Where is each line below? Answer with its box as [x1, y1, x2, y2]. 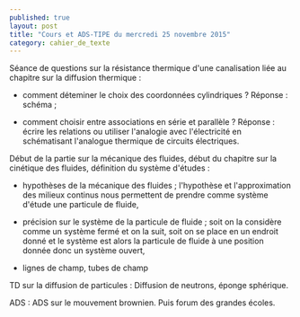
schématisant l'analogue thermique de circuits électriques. [22, 136, 240, 146]
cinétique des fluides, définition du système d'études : [9, 163, 210, 173]
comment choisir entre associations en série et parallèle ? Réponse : [22, 117, 276, 128]
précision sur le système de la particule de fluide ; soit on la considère [22, 216, 282, 227]
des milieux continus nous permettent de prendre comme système [22, 189, 269, 200]
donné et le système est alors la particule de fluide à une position [22, 235, 264, 247]
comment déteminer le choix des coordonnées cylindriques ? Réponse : [22, 90, 288, 101]
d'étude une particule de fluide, [22, 199, 139, 210]
